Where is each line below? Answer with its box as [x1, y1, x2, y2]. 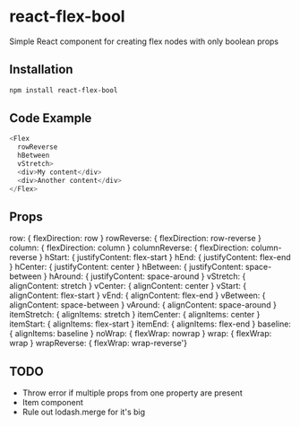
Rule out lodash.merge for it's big [21, 406, 146, 418]
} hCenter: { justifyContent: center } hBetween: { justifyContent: [9, 262, 244, 273]
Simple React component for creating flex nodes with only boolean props [9, 36, 279, 47]
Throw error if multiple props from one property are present [21, 387, 244, 398]
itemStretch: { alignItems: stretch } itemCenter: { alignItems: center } [9, 309, 261, 320]
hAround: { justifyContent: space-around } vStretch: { [48, 271, 246, 282]
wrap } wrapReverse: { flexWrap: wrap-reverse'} [9, 338, 188, 349]
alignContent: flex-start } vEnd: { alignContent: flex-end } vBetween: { [9, 290, 266, 301]
